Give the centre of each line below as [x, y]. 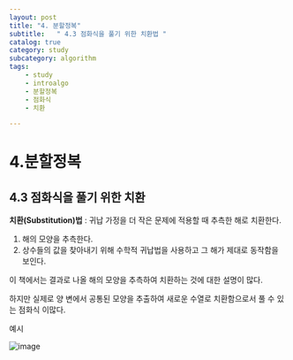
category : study [39, 50]
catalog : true [35, 42]
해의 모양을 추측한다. [57, 239]
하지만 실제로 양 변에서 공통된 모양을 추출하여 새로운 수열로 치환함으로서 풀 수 [142, 299]
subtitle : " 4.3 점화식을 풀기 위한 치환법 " [88, 34]
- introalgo [47, 83]
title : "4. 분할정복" [45, 26]
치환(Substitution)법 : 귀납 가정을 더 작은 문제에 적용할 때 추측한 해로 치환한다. [146, 220]
